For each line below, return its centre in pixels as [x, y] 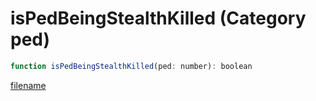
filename [28, 85]
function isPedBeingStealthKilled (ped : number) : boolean [131, 66]
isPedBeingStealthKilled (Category [158, 18]
